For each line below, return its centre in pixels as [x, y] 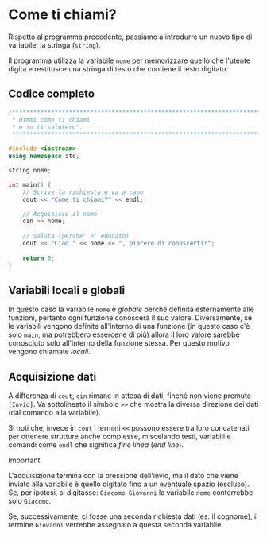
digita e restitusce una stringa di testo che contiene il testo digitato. [118, 68]
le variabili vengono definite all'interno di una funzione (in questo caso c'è [129, 326]
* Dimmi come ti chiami [51, 120]
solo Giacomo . [30, 501]
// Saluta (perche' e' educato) [76, 236]
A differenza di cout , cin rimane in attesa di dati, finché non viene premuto [130, 396]
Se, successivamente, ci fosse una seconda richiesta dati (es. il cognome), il [133, 516]
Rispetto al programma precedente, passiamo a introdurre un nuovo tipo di [130, 37]
